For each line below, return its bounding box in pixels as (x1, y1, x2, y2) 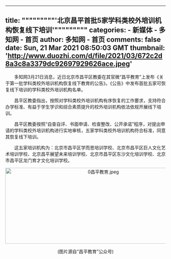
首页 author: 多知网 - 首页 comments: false (24, 35, 161, 44)
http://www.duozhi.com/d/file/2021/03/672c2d (7, 51, 163, 60)
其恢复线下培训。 (5, 134, 41, 140)
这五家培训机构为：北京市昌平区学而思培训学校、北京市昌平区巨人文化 (14, 144, 161, 150)
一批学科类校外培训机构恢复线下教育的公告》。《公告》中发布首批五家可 (14, 80, 161, 86)
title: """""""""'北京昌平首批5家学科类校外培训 (5, 16, 155, 25)
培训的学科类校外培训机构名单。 (18, 86, 85, 92)
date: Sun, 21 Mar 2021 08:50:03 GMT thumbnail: (5, 44, 165, 53)
